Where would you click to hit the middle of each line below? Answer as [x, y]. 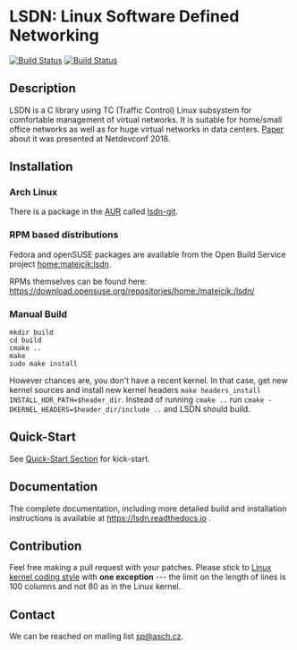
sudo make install [43, 364]
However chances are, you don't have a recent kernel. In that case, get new [148, 381]
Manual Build [38, 313]
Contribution [46, 547]
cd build [25, 341]
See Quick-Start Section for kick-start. [80, 458]
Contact [32, 615]
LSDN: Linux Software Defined [124, 17]
